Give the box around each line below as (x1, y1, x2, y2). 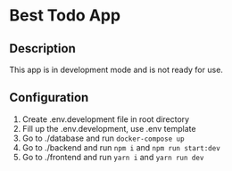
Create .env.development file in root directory (21, 113, 190, 125)
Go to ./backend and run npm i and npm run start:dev (21, 142, 220, 152)
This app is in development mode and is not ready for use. (9, 64, 223, 75)
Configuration (9, 90, 89, 105)
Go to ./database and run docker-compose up (21, 133, 185, 143)
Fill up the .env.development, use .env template (21, 123, 196, 134)
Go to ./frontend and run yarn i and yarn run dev (21, 151, 204, 162)
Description (9, 41, 76, 56)
